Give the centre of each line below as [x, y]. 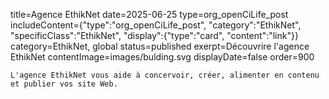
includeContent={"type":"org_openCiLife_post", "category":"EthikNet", [156, 25]
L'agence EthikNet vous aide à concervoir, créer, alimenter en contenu [165, 75]
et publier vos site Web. [64, 84]
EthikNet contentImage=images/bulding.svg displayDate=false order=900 [162, 57]
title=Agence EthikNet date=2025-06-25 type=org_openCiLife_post [149, 14]
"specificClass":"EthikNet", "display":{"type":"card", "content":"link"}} [154, 35]
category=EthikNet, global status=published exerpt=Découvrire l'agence [160, 46]
